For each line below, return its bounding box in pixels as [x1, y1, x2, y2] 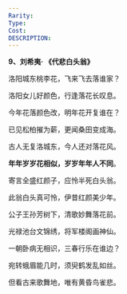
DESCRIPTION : [8, 34, 52, 42]
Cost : [8, 26, 26, 34]
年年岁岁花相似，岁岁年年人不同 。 [8, 159, 121, 169]
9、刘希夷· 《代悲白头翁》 [8, 57, 94, 66]
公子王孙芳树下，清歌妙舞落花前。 [8, 209, 121, 220]
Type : [8, 19, 26, 27]
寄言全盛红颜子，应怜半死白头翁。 [8, 176, 121, 185]
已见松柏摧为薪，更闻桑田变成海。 [8, 125, 121, 134]
